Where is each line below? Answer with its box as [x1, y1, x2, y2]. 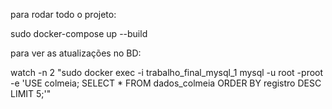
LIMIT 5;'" [10, 88, 52, 99]
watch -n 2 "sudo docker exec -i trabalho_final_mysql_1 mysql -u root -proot [10, 67, 324, 78]
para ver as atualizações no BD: [10, 47, 142, 59]
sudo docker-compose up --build [10, 28, 148, 39]
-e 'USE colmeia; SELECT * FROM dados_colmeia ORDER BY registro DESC [10, 77, 322, 89]
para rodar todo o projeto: [10, 9, 117, 20]
